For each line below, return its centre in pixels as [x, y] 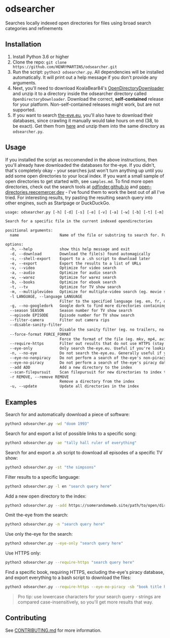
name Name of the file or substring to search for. [84, 235]
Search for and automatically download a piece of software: [68, 414]
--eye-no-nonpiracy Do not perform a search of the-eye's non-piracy [88, 358]
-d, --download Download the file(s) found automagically [80, 254]
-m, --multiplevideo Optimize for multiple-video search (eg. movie [86, 292]
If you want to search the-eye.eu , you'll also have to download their [83, 115]
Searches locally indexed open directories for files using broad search [78, 23]
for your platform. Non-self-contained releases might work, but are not [86, 104]
